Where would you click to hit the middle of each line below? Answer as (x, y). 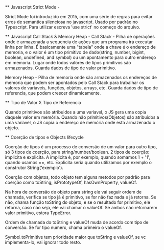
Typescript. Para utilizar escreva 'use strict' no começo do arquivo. (73, 27)
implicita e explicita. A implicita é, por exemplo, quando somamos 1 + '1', (78, 157)
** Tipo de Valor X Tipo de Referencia (43, 102)
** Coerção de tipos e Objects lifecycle (45, 137)
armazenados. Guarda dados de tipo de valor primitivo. (61, 68)
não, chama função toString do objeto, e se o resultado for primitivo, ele (78, 202)
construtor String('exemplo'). (34, 167)
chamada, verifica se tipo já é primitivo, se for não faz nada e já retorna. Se (81, 197)
